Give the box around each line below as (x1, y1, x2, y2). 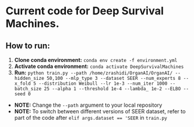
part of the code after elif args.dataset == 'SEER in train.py (14, 114, 168, 121)
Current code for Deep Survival (5, 4, 164, 18)
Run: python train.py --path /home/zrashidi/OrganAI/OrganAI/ (14, 69, 173, 76)
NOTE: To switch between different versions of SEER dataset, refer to (14, 108, 186, 114)
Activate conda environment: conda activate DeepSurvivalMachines (14, 63, 184, 70)
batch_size (14, 86, 42, 92)
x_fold (14, 80, 31, 86)
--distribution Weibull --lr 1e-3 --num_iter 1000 (38, 80, 168, 86)
